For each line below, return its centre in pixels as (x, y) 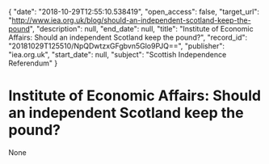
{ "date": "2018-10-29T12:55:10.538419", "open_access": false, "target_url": (134, 12)
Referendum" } (33, 63)
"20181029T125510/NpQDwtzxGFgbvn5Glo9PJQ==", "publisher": (116, 46)
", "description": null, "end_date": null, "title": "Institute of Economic (141, 29)
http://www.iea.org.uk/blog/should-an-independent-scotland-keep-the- (132, 20)
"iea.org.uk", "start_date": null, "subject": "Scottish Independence (118, 55)
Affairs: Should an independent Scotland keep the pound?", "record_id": (128, 37)
